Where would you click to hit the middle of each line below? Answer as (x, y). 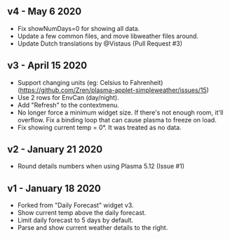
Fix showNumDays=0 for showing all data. (79, 28)
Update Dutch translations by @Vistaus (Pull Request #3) (100, 43)
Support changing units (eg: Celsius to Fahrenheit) (90, 82)
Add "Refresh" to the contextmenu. (68, 105)
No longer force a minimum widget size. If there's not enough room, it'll (120, 112)
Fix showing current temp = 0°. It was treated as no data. (99, 127)
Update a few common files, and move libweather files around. (108, 36)
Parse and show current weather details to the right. (93, 228)
